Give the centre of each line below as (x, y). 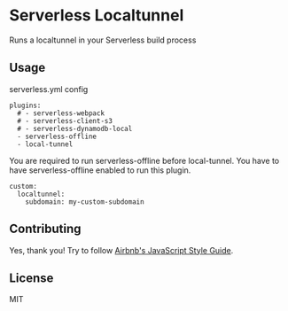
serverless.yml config (49, 89)
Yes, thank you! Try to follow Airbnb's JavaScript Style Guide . (121, 250)
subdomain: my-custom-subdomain (85, 202)
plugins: (25, 105)
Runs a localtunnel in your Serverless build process (103, 40)
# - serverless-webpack (61, 113)
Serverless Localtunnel (97, 16)
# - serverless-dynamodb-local (75, 128)
